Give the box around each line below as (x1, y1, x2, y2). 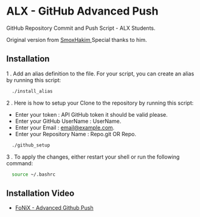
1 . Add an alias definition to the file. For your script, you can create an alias (6, 70, 195, 77)
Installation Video (6, 188, 75, 198)
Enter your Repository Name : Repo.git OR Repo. (15, 130, 137, 137)
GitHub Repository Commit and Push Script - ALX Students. (6, 24, 156, 32)
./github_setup (12, 142, 50, 148)
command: (6, 159, 33, 167)
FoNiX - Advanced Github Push (15, 204, 94, 212)
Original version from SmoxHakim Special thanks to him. (6, 36, 147, 43)
